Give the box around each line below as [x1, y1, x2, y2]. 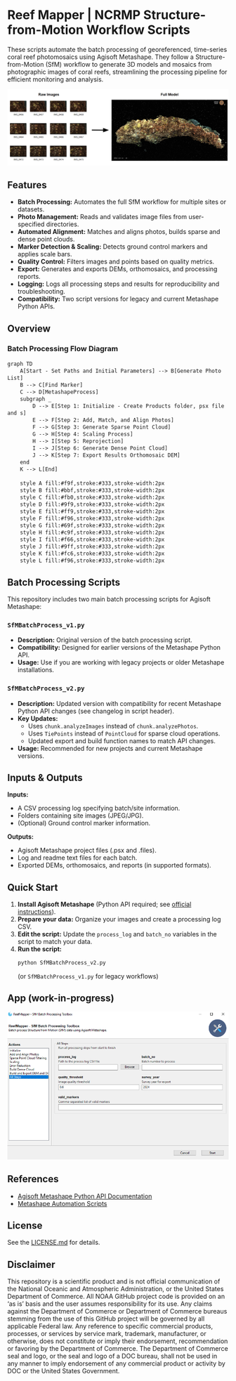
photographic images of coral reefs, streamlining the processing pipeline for [7, 67, 228, 76]
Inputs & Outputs [7, 771, 83, 783]
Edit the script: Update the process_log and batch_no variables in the [17, 930, 218, 938]
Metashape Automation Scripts [17, 1199, 107, 1207]
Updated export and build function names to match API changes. [27, 736, 216, 745]
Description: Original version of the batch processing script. [17, 636, 193, 644]
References [7, 1173, 59, 1185]
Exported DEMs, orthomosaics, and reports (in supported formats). [17, 861, 212, 870]
